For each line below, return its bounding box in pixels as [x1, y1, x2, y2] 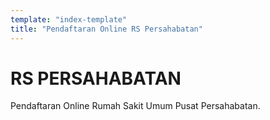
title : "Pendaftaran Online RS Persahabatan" [10, 24, 203, 34]
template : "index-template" [10, 14, 128, 25]
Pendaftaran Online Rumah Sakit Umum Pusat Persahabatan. [10, 100, 261, 112]
